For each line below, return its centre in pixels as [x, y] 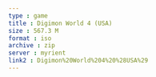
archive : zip [32, 46]
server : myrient [37, 53]
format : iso [30, 38]
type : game [28, 16]
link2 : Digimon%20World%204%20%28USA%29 [78, 61]
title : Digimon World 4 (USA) [60, 23]
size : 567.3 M [34, 30]
